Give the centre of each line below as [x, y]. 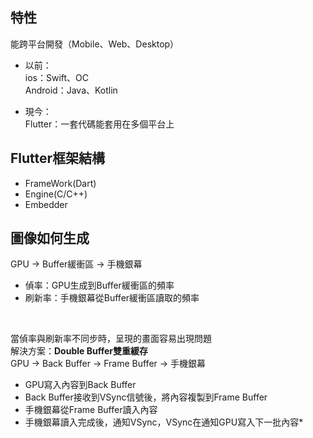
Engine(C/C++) [56, 194]
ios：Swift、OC [57, 77]
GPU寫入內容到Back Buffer [80, 385]
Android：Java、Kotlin [71, 90]
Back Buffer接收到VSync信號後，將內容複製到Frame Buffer [146, 397]
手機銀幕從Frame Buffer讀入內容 [91, 410]
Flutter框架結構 [58, 158]
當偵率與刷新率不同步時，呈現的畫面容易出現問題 [111, 339]
